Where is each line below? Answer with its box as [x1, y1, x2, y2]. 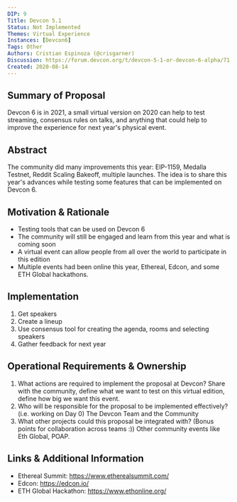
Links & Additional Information [7, 452, 144, 465]
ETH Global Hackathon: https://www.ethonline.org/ [17, 486, 167, 495]
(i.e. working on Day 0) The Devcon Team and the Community [17, 409, 199, 418]
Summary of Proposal [7, 89, 106, 102]
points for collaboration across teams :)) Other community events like [17, 424, 221, 433]
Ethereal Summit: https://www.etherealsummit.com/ [17, 471, 170, 480]
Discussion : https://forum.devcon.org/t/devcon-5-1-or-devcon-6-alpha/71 [7, 57, 231, 64]
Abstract [7, 143, 48, 156]
